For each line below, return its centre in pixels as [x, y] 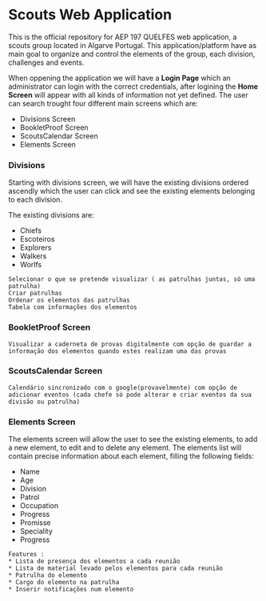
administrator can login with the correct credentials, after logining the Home [133, 86]
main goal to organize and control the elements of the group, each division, [132, 54]
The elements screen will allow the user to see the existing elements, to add [133, 439]
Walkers [33, 256]
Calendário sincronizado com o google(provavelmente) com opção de [123, 387]
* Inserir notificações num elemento [71, 590]
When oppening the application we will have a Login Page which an [120, 78]
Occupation [39, 506]
